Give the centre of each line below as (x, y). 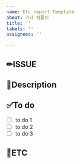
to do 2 (24, 126)
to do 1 (23, 120)
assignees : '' (24, 34)
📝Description (32, 84)
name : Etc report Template (40, 12)
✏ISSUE (22, 64)
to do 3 (24, 133)
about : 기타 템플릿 (28, 18)
